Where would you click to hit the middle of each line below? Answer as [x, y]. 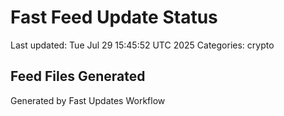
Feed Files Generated [78, 76]
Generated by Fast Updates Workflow [88, 100]
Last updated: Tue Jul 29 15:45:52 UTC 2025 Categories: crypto [142, 45]
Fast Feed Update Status [114, 17]
